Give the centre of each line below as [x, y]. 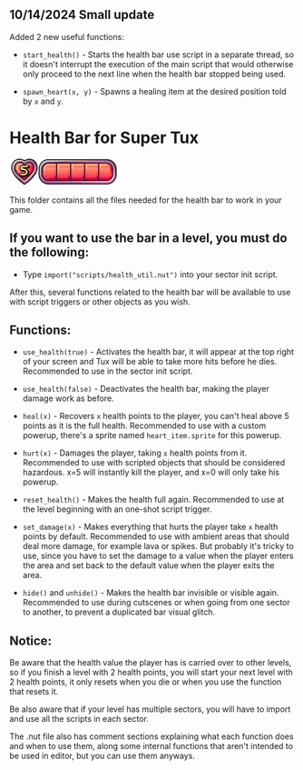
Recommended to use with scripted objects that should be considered [154, 463]
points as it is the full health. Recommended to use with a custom [144, 425]
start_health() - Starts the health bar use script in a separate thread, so [158, 55]
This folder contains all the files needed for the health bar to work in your [146, 200]
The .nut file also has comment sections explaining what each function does [151, 736]
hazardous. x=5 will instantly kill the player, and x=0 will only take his [151, 473]
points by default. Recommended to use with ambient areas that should [156, 536]
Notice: [31, 640]
